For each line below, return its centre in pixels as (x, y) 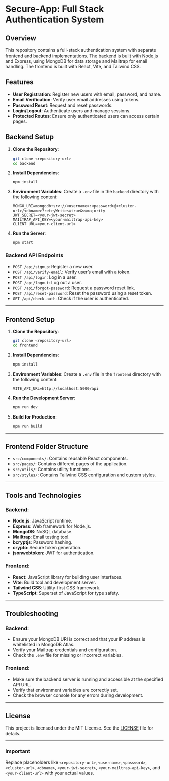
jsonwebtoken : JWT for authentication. (53, 553)
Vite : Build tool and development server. (54, 582)
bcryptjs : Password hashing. (43, 542)
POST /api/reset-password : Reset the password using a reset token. (82, 293)
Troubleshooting (32, 614)
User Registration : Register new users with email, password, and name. (87, 94)
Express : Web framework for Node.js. (52, 526)
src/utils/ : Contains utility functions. (52, 470)
